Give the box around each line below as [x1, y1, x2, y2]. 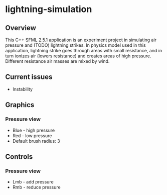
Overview [5, 24, 37, 32]
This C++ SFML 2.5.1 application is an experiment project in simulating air [5, 37, 157, 43]
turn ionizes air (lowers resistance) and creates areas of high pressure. [5, 53, 151, 59]
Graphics [5, 101, 35, 109]
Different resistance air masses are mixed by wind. [5, 58, 110, 64]
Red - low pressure [12, 132, 52, 139]
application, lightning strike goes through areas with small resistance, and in [5, 48, 162, 53]
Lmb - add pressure [12, 179, 54, 185]
